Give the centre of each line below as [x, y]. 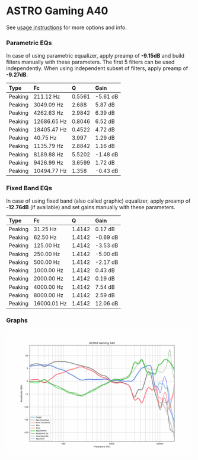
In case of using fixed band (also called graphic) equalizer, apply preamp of [98, 201]
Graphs [17, 320]
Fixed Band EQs [29, 188]
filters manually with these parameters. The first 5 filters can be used [90, 62]
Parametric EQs [29, 43]
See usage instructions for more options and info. [67, 27]
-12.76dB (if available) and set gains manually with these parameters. [91, 207]
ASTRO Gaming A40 [57, 11]
